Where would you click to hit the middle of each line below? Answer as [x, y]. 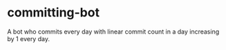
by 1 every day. [29, 38]
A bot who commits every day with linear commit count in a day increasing [113, 32]
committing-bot [54, 13]
